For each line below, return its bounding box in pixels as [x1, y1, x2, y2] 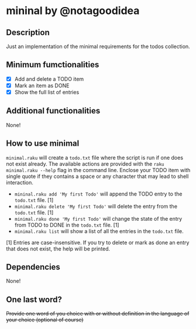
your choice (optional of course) [6, 316, 84, 323]
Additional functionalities [6, 106, 101, 116]
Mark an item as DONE [14, 82, 70, 89]
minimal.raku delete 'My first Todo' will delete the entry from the [14, 203, 177, 210]
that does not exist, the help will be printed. [6, 245, 111, 252]
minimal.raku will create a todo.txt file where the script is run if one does [6, 154, 183, 161]
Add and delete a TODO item [14, 75, 84, 83]
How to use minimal [6, 139, 80, 149]
